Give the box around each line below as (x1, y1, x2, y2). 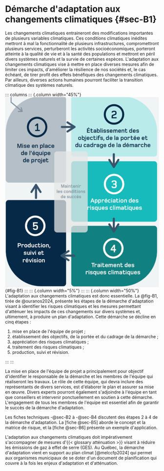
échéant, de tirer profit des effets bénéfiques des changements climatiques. (5, 72, 158, 77)
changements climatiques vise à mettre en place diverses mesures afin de (5, 61, 155, 67)
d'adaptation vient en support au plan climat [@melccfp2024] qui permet (5, 450, 152, 456)
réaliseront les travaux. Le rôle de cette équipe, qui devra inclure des (5, 379, 143, 385)
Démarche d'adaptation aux (5, 3, 121, 15)
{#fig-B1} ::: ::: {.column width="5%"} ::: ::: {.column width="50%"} (5, 288, 139, 294)
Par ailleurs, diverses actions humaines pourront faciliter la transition (5, 77, 143, 83)
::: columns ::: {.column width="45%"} (5, 92, 82, 98)
